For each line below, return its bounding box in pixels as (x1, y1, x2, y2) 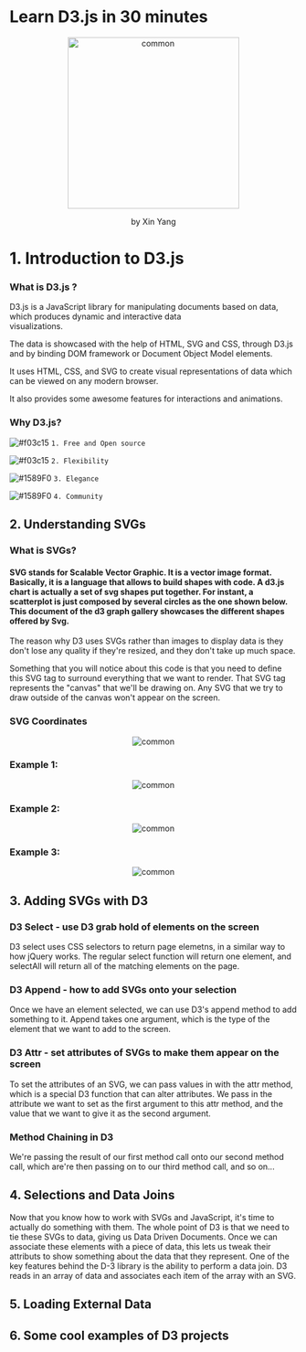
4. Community (53, 492, 103, 501)
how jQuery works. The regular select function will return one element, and (9, 951, 292, 962)
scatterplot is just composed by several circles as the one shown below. (9, 596, 288, 607)
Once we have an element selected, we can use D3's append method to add (9, 1004, 297, 1016)
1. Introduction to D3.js (9, 249, 185, 269)
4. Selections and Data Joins (9, 1187, 175, 1203)
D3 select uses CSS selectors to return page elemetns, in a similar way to (9, 942, 286, 953)
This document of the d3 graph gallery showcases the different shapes (9, 605, 285, 616)
